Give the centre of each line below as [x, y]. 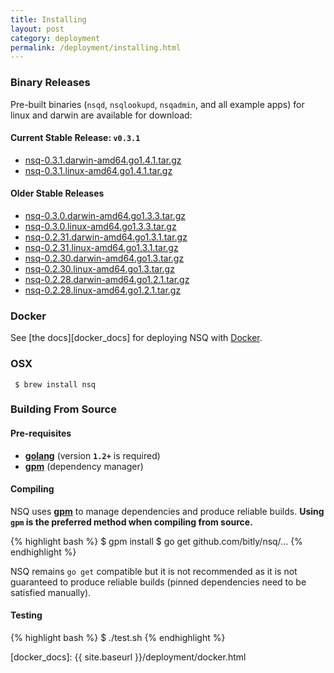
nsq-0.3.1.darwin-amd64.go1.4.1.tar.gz [103, 160]
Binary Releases [50, 83]
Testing [26, 615]
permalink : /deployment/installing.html [96, 47]
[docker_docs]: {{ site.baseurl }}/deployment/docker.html [128, 657]
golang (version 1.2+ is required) [92, 455]
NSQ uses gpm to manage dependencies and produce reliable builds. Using [167, 511]
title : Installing [48, 19]
